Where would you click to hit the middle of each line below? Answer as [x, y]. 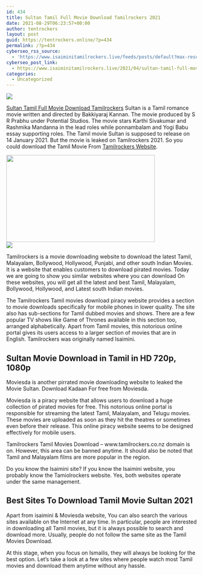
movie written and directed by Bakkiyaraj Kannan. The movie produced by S [101, 114]
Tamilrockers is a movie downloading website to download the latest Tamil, [99, 257]
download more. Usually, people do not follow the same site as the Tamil [96, 534]
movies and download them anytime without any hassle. [76, 565]
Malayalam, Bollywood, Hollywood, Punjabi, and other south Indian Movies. [100, 263]
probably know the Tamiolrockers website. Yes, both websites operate [94, 475]
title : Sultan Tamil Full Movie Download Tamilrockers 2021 [84, 18]
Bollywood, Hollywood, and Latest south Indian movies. [75, 289]
